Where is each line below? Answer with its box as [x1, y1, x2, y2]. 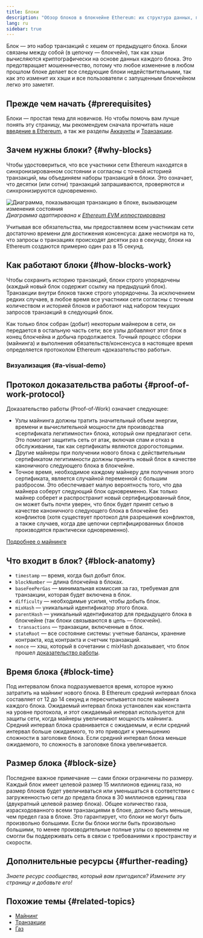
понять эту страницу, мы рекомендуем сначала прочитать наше [6, 121, 174, 128]
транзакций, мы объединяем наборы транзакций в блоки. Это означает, [6, 174, 193, 181]
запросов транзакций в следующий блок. [6, 308, 114, 316]
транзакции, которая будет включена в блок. [14, 591, 132, 599]
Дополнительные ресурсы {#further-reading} [6, 856, 188, 866]
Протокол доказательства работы [6, 380, 143, 390]
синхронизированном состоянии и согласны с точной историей [6, 167, 172, 175]
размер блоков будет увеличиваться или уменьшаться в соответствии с [6, 787, 195, 794]
